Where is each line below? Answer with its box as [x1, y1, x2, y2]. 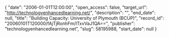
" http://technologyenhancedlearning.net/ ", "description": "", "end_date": [5, 10, 156, 16]
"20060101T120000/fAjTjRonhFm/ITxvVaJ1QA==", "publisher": [5, 20, 136, 26]
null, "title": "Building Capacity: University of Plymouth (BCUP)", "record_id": [5, 15, 164, 21]
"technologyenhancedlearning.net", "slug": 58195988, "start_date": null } [5, 26, 157, 32]
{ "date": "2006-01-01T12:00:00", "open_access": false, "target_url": [5, 5, 148, 10]
